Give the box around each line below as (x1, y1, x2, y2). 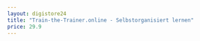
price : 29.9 (7, 23, 42, 30)
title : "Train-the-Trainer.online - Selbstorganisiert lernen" (7, 17, 194, 24)
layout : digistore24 (7, 10, 67, 17)
